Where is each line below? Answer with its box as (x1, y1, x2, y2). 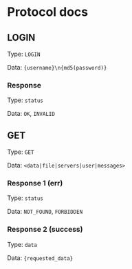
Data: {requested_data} (7, 253, 74, 262)
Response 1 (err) (7, 179, 63, 188)
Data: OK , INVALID (7, 110, 55, 118)
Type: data (7, 240, 38, 248)
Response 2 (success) (7, 225, 83, 235)
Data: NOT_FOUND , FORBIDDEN (7, 208, 83, 216)
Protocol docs (7, 4, 89, 20)
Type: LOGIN (7, 50, 41, 58)
